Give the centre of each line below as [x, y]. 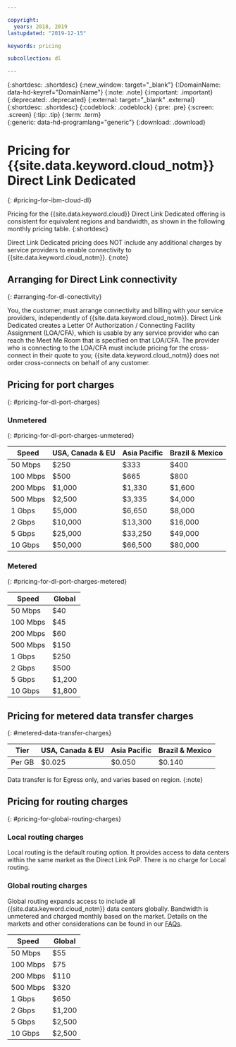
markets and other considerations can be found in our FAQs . [95, 924]
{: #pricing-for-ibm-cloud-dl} [49, 200]
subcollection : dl [34, 59]
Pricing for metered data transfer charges [100, 716]
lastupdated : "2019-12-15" [47, 33]
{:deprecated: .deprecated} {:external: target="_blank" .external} [101, 100]
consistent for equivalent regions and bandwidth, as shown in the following [116, 221]
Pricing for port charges [61, 385]
